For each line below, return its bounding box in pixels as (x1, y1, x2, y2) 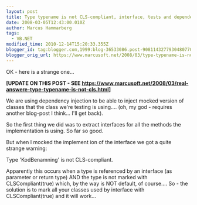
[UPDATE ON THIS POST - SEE (6, 80, 81, 87)
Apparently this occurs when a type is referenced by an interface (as (6, 168, 172, 175)
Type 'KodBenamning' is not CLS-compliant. (6, 156, 113, 163)
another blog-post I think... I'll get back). (6, 110, 104, 117)
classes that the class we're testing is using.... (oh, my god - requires (6, 103, 172, 110)
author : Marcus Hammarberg (6, 25, 72, 31)
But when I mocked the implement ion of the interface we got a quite (6, 138, 172, 145)
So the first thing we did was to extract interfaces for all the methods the (6, 121, 181, 128)
